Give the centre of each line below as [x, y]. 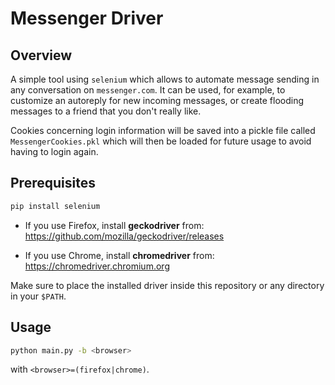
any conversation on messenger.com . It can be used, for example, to [148, 90]
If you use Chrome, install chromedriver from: [119, 255]
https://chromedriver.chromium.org [97, 266]
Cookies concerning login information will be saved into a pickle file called [163, 130]
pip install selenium [55, 206]
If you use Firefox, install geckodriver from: [114, 225]
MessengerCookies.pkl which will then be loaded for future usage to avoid [161, 141]
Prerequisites [53, 183]
